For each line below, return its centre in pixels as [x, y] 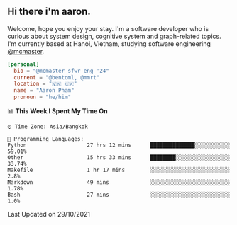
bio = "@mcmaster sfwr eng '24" [62, 71]
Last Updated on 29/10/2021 [49, 214]
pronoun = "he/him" [43, 97]
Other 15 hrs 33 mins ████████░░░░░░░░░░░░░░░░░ [119, 158]
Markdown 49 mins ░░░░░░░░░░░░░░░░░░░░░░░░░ [119, 183]
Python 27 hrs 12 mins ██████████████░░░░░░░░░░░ [119, 145]
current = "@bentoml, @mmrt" [57, 77]
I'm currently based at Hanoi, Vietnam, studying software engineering [109, 44]
